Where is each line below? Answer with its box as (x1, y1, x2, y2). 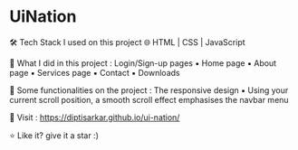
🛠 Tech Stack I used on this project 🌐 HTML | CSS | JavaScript (9, 36, 246, 47)
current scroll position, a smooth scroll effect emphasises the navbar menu (9, 94, 289, 105)
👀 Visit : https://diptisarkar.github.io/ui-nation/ (9, 111, 180, 123)
